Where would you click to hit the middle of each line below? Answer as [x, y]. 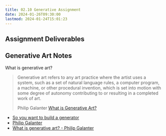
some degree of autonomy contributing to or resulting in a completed [88, 93]
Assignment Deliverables [45, 39]
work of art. [29, 98]
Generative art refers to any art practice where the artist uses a [82, 77]
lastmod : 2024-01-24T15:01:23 [36, 19]
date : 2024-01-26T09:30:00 [33, 14]
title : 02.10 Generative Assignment [43, 10]
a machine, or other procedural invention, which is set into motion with [89, 88]
